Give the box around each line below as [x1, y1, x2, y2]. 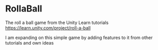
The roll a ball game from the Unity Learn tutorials [5, 19, 109, 25]
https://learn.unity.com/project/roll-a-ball [5, 24, 91, 30]
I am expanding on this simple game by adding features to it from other [5, 34, 153, 40]
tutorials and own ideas [5, 39, 54, 45]
